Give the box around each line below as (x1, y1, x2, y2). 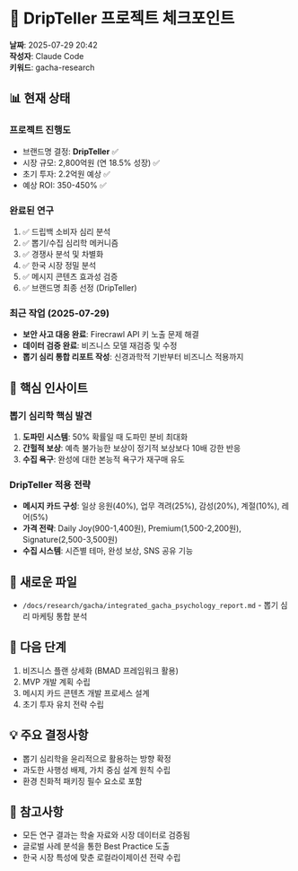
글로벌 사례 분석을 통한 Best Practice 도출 (22, 841, 171, 852)
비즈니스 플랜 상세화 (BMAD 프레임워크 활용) (22, 665, 180, 675)
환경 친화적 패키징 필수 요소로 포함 (22, 775, 143, 786)
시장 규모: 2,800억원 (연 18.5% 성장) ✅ (22, 157, 160, 168)
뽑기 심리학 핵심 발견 (9, 409, 92, 422)
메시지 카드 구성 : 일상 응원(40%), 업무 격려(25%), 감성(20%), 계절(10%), (22, 501, 280, 511)
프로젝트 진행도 (9, 124, 72, 136)
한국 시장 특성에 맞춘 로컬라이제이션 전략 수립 (22, 852, 181, 863)
